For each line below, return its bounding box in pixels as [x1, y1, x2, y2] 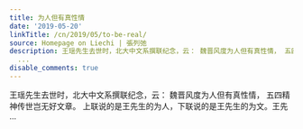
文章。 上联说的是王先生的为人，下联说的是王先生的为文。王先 [56, 100, 289, 111]
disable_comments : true [9, 64, 99, 73]
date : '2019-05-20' [9, 22, 83, 31]
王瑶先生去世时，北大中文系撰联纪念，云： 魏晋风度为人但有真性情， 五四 [9, 89, 282, 100]
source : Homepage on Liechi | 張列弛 [9, 38, 147, 48]
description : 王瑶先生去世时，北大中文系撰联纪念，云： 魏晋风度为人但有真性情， [9, 47, 281, 56]
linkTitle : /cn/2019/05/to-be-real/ [9, 30, 147, 39]
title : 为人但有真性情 [9, 13, 86, 23]
